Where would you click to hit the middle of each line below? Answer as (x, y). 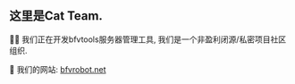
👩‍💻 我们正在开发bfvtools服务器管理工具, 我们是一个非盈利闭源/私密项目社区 (148, 39)
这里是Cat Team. (56, 16)
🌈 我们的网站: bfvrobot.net (58, 69)
